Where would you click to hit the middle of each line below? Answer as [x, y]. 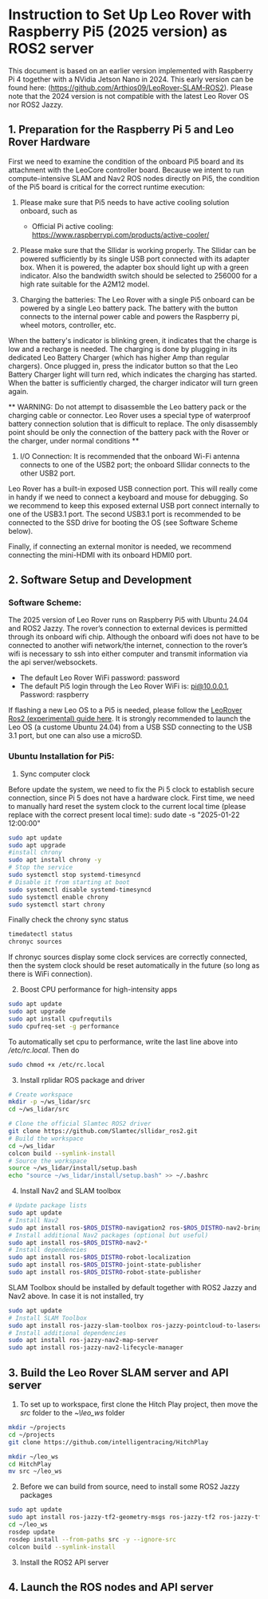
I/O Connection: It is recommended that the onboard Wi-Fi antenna [130, 456]
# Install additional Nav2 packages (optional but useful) [108, 1235]
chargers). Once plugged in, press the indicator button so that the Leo [123, 365]
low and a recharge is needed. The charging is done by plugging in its [123, 349]
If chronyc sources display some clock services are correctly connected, [128, 957]
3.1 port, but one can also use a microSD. [75, 736]
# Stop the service [41, 867]
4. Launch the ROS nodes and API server [111, 1587]
